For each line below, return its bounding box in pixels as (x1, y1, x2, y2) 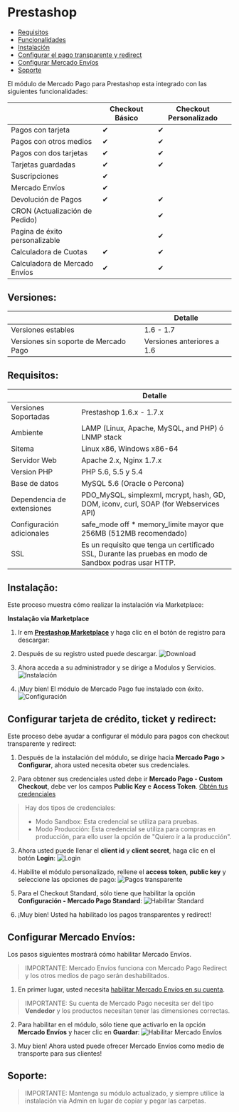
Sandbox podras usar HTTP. (81, 557, 176, 567)
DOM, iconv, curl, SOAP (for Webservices (81, 499, 220, 509)
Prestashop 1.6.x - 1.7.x (81, 407, 164, 417)
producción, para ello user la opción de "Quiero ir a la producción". (35, 833, 232, 841)
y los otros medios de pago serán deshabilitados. (24, 972, 169, 980)
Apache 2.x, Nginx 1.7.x (81, 455, 162, 465)
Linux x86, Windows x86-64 (81, 443, 179, 453)
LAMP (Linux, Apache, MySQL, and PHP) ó (81, 423, 224, 433)
